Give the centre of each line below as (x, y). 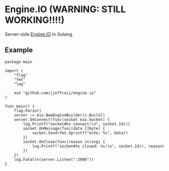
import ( (14, 71)
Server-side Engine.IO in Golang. (39, 34)
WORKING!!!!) (35, 20)
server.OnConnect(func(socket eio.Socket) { (62, 119)
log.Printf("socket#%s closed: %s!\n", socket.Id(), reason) (98, 146)
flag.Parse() (28, 111)
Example (19, 50)
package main (19, 62)
